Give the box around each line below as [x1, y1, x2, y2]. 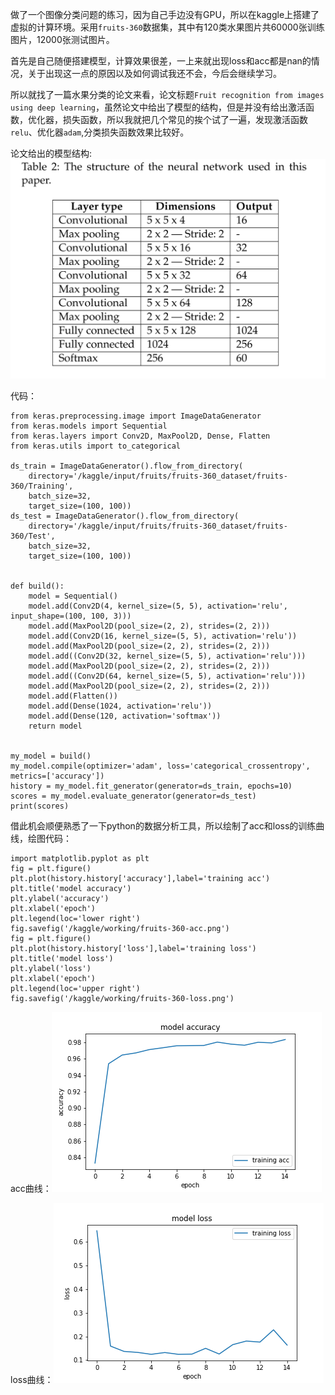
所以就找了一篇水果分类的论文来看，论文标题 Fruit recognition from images [10, 89, 325, 100]
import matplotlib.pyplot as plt [10, 853, 150, 863]
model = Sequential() [28, 591, 118, 601]
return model [28, 721, 83, 731]
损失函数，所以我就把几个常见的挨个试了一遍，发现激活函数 [62, 114, 308, 125]
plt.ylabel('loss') [10, 963, 92, 973]
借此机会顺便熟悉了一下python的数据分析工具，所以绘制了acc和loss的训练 [10, 819, 317, 832]
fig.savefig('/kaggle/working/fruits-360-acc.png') [10, 923, 230, 933]
